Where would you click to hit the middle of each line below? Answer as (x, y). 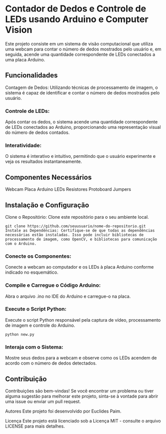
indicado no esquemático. (32, 272)
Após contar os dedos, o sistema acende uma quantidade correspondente (82, 122)
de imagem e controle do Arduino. (40, 325)
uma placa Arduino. (25, 59)
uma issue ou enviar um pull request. (43, 401)
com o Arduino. (21, 243)
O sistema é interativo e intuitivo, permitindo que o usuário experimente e (81, 156)
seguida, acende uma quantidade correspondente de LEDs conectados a (80, 54)
